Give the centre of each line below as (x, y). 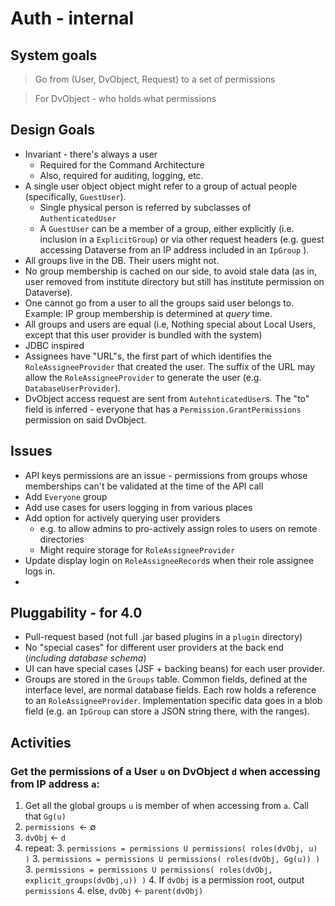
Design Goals (52, 130)
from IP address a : (55, 784)
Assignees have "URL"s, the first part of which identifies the (148, 356)
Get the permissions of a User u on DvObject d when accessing (165, 771)
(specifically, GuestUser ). (75, 196)
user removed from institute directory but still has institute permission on (174, 281)
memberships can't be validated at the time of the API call (144, 486)
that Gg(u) (45, 816)
